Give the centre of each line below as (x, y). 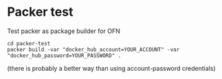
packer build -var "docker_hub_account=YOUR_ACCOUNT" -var (93, 49)
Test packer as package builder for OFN (64, 31)
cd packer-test (29, 43)
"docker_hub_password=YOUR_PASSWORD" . (64, 56)
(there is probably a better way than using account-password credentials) (111, 68)
